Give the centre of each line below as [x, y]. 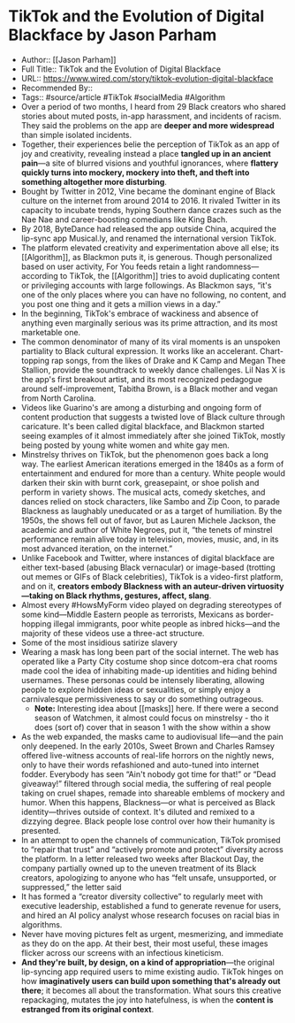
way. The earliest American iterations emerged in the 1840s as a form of [152, 464]
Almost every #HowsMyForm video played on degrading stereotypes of [151, 604]
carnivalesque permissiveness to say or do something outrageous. [142, 699]
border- [260, 614]
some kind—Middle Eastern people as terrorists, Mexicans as [132, 614]
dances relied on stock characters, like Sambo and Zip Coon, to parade [150, 501]
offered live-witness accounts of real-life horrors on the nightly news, [147, 755]
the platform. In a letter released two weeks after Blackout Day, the [142, 858]
